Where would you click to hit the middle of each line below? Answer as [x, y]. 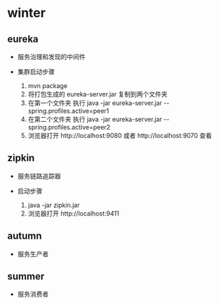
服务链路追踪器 [39, 176]
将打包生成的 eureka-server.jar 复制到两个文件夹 [98, 94]
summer [26, 276]
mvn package [48, 86]
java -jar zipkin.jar [54, 205]
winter [26, 13]
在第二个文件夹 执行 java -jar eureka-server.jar [95, 119]
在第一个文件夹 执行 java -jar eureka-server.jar [95, 103]
